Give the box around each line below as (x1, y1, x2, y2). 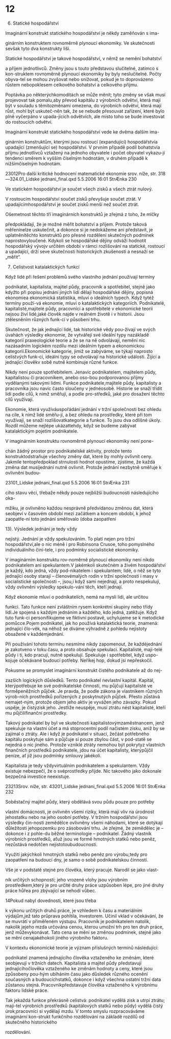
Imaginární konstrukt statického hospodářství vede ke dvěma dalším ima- (5, 129, 160, 135)
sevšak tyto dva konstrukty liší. (5, 45, 70, 51)
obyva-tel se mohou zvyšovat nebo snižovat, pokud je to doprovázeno (5, 76, 154, 82)
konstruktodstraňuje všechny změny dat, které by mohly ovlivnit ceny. (5, 453, 153, 459)
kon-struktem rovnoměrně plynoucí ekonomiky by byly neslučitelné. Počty (5, 70, 162, 77)
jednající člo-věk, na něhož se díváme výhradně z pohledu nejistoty (5, 625, 147, 632)
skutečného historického (5, 1019, 57, 1025)
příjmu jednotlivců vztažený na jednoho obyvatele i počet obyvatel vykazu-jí (5, 149, 165, 155)
